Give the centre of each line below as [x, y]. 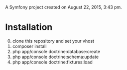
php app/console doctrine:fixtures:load [53, 62]
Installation [29, 27]
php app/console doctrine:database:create [56, 51]
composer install [29, 46]
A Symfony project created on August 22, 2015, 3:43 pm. [63, 7]
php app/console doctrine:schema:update [55, 57]
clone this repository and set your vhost [53, 41]
